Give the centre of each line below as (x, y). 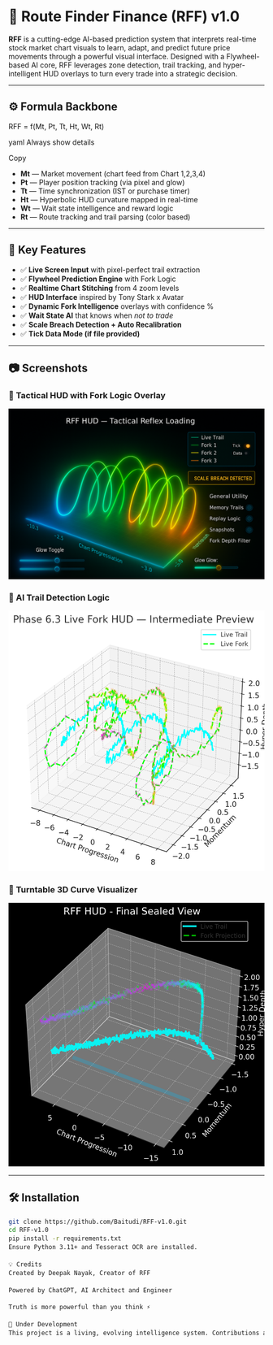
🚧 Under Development (43, 1325)
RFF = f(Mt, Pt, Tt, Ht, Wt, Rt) (56, 126)
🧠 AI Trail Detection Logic (59, 597)
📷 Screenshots (48, 368)
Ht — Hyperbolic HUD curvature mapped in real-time (109, 199)
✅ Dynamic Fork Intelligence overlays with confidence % (117, 306)
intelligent (25, 73)
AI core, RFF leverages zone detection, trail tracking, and (126, 65)
